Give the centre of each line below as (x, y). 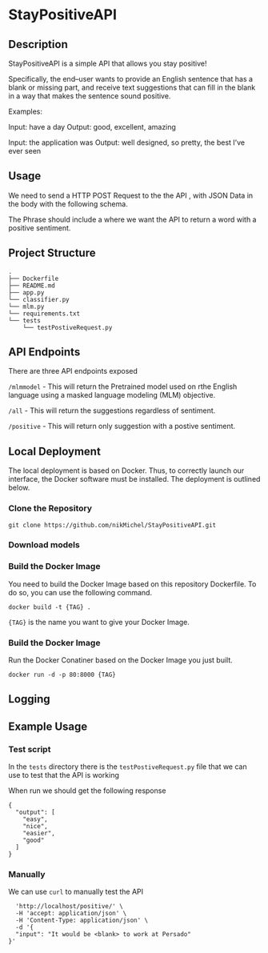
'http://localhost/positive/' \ (70, 907)
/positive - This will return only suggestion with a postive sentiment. (122, 426)
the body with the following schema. (68, 204)
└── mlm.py (26, 306)
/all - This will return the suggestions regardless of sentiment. (112, 410)
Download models (44, 545)
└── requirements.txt (44, 314)
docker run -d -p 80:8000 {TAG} (62, 675)
